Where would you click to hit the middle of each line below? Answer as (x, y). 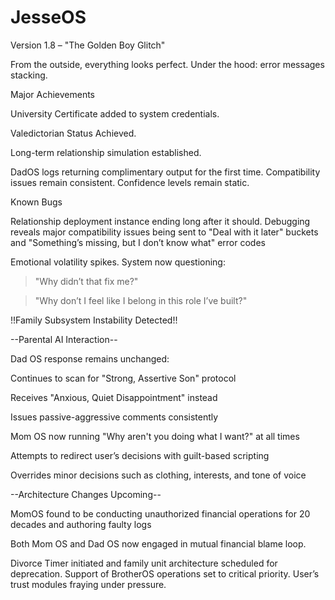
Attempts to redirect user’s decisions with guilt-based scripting (140, 455)
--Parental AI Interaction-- (64, 339)
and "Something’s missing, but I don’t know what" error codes (138, 242)
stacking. (29, 75)
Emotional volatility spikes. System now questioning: (118, 262)
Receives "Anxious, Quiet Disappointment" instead (114, 397)
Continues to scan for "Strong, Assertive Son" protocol (123, 378)
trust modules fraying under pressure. (88, 584)
